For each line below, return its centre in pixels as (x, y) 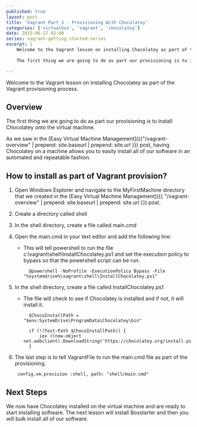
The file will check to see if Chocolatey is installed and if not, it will (103, 299)
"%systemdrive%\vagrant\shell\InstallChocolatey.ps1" (90, 276)
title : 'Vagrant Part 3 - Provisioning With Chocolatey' (77, 22)
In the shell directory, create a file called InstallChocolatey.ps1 (89, 287)
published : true (26, 11)
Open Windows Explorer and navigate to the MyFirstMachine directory (100, 190)
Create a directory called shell (51, 214)
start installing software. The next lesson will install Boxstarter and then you (97, 412)
